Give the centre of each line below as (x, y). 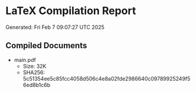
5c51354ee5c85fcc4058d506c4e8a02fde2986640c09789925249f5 (107, 78)
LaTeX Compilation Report (71, 11)
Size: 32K (35, 66)
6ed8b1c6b (37, 85)
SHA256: (34, 72)
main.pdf (25, 59)
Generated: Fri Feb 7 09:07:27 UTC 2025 (55, 27)
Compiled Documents (46, 46)
